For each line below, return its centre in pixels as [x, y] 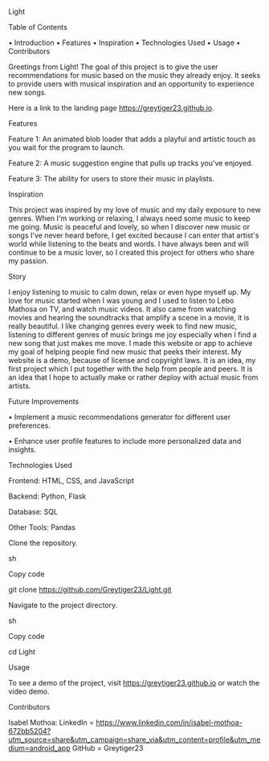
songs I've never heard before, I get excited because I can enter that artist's [134, 235]
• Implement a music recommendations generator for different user [120, 417]
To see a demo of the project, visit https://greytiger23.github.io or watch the [134, 683]
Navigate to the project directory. [63, 605]
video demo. [29, 691]
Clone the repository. [43, 543]
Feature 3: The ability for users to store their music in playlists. [112, 179]
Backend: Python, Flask [47, 496]
